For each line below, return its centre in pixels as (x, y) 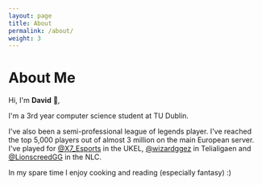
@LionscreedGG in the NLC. (55, 157)
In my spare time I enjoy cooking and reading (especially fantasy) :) (120, 173)
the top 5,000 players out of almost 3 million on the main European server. (131, 140)
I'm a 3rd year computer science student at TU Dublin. (99, 116)
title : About (30, 23)
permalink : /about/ (41, 31)
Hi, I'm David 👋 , (34, 101)
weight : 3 (25, 38)
